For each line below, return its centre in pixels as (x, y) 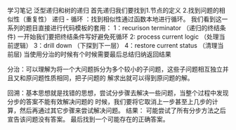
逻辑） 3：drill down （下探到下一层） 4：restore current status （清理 (115, 45)
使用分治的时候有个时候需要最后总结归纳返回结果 (101, 54)
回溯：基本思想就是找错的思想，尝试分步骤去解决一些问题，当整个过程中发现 (118, 93)
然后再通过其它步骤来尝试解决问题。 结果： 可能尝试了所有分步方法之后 (123, 110)
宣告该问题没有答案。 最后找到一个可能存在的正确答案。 (88, 119)
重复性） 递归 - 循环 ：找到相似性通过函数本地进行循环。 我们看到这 (124, 19)
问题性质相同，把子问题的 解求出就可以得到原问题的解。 (112, 78)
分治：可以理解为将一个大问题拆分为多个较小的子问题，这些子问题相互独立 (115, 69)
